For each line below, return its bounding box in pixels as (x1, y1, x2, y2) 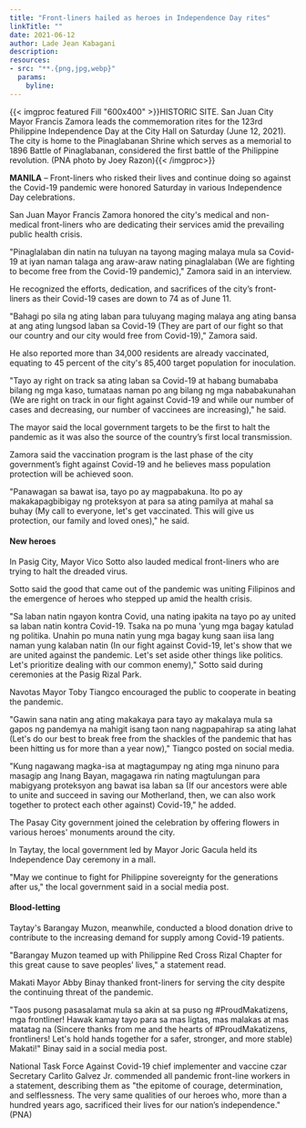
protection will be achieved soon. (9, 468, 134, 479)
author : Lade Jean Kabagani (9, 38, 117, 48)
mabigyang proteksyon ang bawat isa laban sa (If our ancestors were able (9, 780, 288, 791)
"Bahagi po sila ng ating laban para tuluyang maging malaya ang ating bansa (9, 311, 297, 322)
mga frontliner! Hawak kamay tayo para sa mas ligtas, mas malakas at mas (9, 1014, 290, 1025)
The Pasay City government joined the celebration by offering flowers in (9, 816, 280, 827)
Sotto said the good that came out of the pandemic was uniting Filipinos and (9, 583, 296, 594)
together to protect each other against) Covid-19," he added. (9, 799, 237, 810)
